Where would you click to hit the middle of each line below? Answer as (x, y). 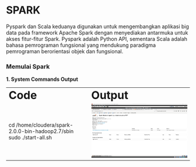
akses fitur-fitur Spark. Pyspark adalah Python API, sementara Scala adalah (97, 39)
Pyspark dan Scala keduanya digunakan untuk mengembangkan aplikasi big (98, 26)
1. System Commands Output (42, 79)
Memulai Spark (28, 66)
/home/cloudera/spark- (45, 125)
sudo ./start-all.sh (30, 138)
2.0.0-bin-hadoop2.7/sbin (41, 131)
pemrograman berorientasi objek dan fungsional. (65, 51)
